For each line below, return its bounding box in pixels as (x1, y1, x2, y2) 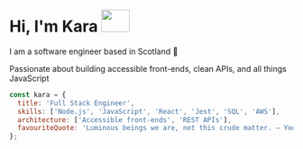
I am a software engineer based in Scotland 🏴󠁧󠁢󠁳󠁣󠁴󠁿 (9, 46, 179, 57)
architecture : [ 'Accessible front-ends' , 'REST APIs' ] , (17, 115, 232, 125)
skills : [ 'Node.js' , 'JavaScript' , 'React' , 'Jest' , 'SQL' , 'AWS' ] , (17, 107, 280, 116)
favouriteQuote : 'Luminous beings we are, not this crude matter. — (17, 124, 280, 133)
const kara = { (9, 90, 67, 99)
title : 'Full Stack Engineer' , (17, 99, 135, 108)
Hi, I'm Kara (9, 16, 98, 37)
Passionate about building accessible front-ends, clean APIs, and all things (9, 63, 287, 74)
